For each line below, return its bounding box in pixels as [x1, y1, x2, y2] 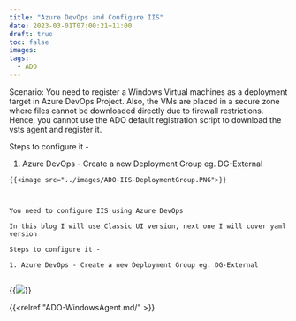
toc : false [9, 37, 49, 47]
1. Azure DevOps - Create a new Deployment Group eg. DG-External [9, 260, 259, 270]
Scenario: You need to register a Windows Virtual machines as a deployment [9, 86, 288, 97]
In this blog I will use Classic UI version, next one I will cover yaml [9, 222, 287, 231]
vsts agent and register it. [9, 124, 102, 134]
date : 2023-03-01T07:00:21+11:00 [9, 21, 133, 30]
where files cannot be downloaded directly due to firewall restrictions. [9, 105, 264, 116]
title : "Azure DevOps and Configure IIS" [9, 12, 164, 22]
